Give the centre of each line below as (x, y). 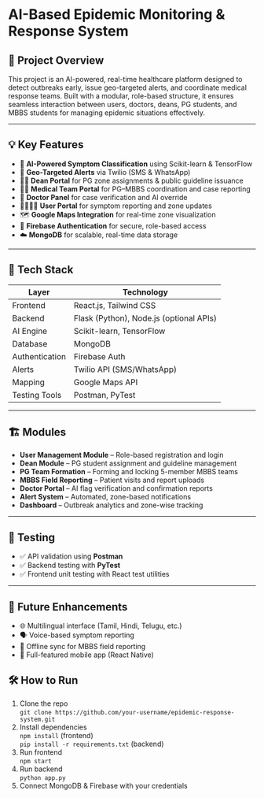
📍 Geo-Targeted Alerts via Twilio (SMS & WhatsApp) (105, 172)
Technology (146, 291)
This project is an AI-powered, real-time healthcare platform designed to (125, 79)
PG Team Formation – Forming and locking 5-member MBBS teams (128, 472)
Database (30, 343)
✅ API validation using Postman (71, 556)
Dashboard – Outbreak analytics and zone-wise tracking (111, 505)
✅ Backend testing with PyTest (70, 566)
